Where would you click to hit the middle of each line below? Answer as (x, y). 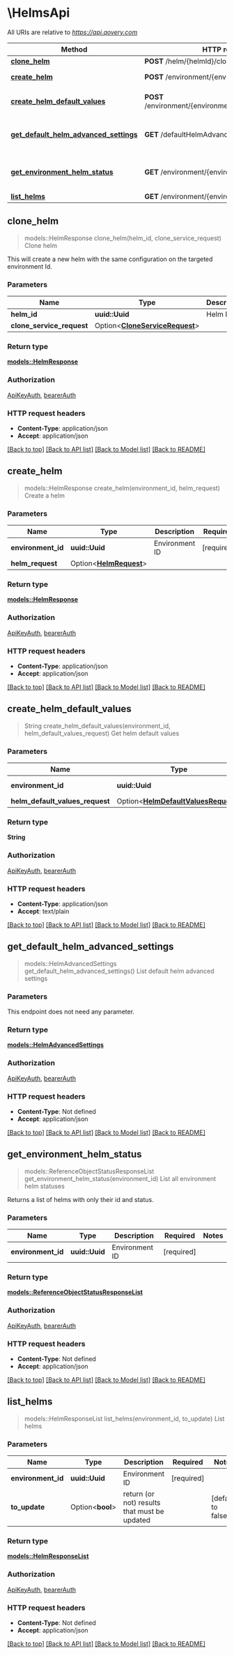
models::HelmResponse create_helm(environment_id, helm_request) (122, 488)
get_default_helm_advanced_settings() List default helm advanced (119, 971)
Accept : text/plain (43, 911)
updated (137, 1520)
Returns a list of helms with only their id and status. (81, 1199)
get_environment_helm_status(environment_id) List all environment (120, 1178)
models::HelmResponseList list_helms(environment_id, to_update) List (124, 1418)
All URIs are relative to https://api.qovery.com (72, 32)
